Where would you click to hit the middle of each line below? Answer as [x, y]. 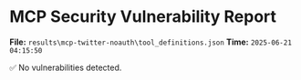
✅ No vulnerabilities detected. [66, 67]
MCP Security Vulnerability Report [143, 17]
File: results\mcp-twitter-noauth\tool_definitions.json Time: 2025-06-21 [150, 42]
